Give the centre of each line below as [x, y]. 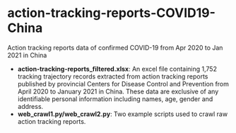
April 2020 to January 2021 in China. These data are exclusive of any [118, 91]
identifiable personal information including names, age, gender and [115, 99]
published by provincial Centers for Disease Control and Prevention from [123, 83]
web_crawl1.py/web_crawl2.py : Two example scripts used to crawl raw [123, 114]
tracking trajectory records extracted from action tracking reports [113, 76]
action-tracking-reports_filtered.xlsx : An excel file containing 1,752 [117, 69]
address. [30, 106]
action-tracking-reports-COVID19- [111, 13]
